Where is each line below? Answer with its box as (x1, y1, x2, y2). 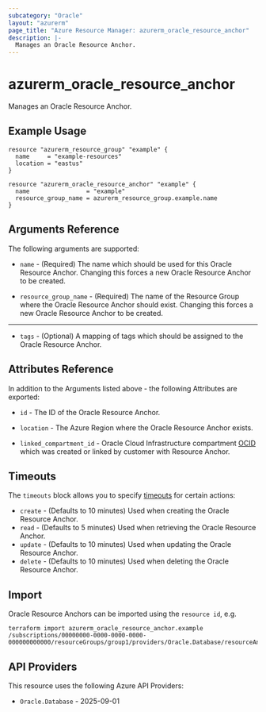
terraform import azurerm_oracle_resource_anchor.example (8, 625, 203, 633)
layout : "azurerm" (8, 19, 69, 27)
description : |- (8, 33, 62, 42)
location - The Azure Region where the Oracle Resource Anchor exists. (19, 422, 253, 433)
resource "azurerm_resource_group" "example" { (8, 145, 169, 153)
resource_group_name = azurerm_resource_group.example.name (15, 194, 218, 202)
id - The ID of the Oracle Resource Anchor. (19, 407, 161, 417)
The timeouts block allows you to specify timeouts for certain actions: (8, 491, 236, 500)
